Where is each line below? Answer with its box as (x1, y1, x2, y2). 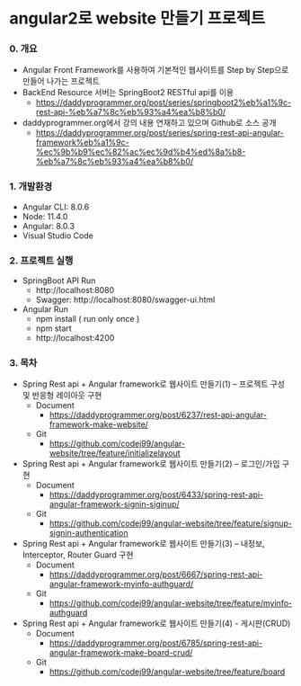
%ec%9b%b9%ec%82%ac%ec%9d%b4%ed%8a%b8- (35, 147, 246, 157)
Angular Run (22, 304, 69, 315)
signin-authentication (49, 528, 128, 539)
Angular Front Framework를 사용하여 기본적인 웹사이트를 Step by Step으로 (22, 65, 289, 76)
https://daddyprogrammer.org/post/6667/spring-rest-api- (49, 569, 263, 580)
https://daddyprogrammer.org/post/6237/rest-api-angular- (49, 410, 268, 421)
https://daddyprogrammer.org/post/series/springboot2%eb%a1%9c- (35, 97, 292, 108)
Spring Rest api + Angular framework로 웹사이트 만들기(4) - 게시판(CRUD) (22, 618, 291, 629)
